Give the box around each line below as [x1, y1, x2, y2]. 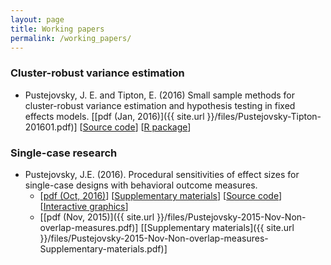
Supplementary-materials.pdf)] [39, 242, 168, 255]
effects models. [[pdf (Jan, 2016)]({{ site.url [24, 110, 205, 122]
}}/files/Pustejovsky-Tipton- [206, 110, 322, 122]
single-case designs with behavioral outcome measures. [24, 179, 258, 191]
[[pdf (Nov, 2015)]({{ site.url [39, 211, 155, 223]
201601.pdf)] [24, 121, 78, 133]
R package [143, 121, 188, 133]
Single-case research [10, 146, 118, 160]
